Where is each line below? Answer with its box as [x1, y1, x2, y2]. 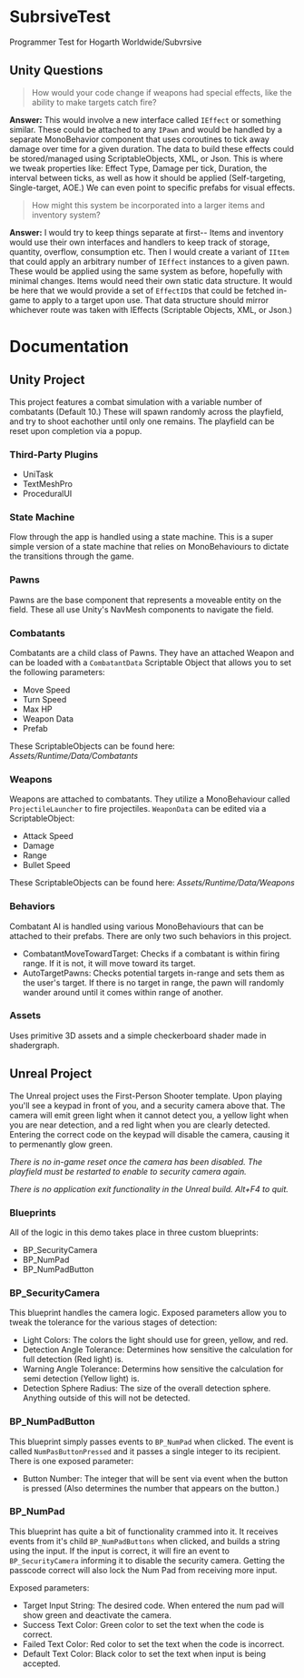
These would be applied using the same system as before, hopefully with [9, 266, 283, 277]
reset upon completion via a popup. [9, 425, 142, 436]
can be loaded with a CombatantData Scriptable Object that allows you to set [9, 657, 292, 668]
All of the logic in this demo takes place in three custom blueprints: [9, 1227, 259, 1238]
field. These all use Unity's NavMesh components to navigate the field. [9, 603, 274, 615]
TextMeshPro [22, 479, 73, 490]
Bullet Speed [22, 860, 71, 871]
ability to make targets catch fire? [31, 96, 157, 107]
